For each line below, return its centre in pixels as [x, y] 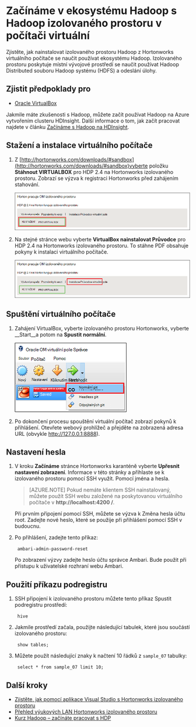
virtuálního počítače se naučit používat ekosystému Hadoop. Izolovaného [94, 58]
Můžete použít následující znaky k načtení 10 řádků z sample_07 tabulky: [101, 656]
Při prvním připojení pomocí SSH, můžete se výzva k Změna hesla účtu [100, 514]
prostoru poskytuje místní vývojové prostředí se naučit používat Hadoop [92, 64]
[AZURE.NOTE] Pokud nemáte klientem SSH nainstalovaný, [100, 490]
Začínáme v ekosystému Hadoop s [91, 11]
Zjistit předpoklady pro [48, 89]
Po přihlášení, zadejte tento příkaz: [56, 538]
